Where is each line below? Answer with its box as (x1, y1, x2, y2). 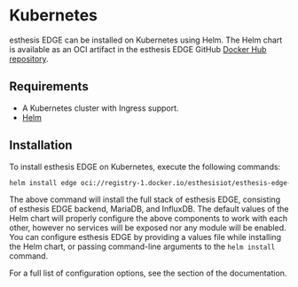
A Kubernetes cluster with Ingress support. (21, 103, 179, 113)
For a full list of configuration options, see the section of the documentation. (9, 268, 287, 279)
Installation (9, 138, 73, 153)
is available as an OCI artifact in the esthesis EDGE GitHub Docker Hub (9, 43, 267, 54)
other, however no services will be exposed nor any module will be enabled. (9, 222, 286, 233)
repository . (9, 53, 49, 64)
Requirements (9, 79, 89, 94)
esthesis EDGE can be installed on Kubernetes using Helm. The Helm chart (9, 35, 283, 45)
